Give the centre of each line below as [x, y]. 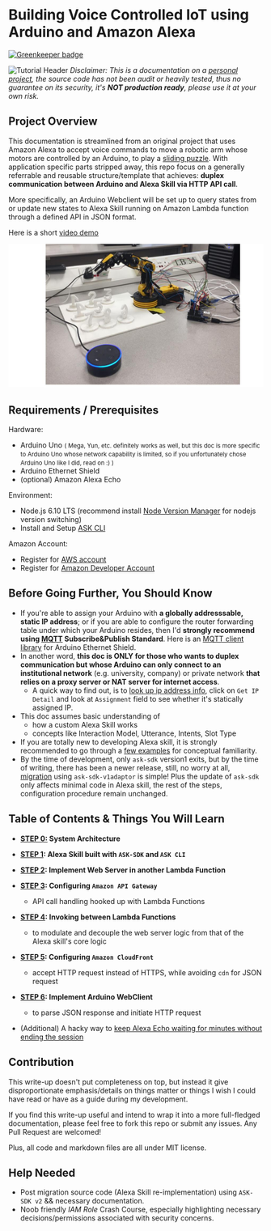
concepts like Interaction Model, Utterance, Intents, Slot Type [134, 733]
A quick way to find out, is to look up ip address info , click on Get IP [146, 690]
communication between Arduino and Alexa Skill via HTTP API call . [123, 184]
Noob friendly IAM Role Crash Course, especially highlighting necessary [140, 1210]
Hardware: [26, 430]
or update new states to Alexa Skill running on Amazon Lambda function [129, 208]
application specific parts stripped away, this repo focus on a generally [127, 167]
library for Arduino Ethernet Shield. [78, 647]
